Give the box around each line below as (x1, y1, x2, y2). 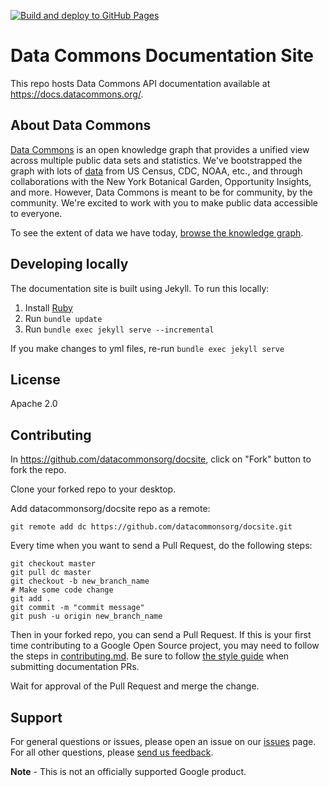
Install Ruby (24, 301, 73, 314)
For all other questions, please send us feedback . (10, 746, 214, 758)
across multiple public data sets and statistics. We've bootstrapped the (10, 154, 303, 166)
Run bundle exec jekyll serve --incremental (24, 323, 215, 335)
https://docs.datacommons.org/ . (10, 88, 144, 100)
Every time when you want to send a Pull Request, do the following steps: (10, 540, 313, 552)
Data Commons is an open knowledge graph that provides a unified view (10, 143, 310, 155)
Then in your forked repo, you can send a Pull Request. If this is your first (10, 629, 312, 641)
